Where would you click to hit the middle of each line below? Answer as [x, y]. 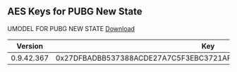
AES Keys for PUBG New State [75, 12]
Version [30, 46]
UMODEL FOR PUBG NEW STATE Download [71, 28]
